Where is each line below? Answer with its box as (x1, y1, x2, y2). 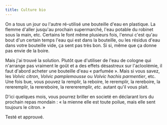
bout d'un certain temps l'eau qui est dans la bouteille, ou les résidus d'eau (5, 37, 160, 43)
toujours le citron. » (5, 104, 46, 110)
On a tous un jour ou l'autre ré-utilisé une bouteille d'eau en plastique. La (5, 21, 156, 27)
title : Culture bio (5, 7, 46, 12)
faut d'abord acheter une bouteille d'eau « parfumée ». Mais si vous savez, (5, 68, 160, 74)
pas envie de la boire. (5, 47, 50, 53)
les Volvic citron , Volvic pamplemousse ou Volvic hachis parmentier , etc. (5, 73, 156, 79)
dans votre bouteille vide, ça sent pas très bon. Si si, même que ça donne (5, 42, 157, 48)
